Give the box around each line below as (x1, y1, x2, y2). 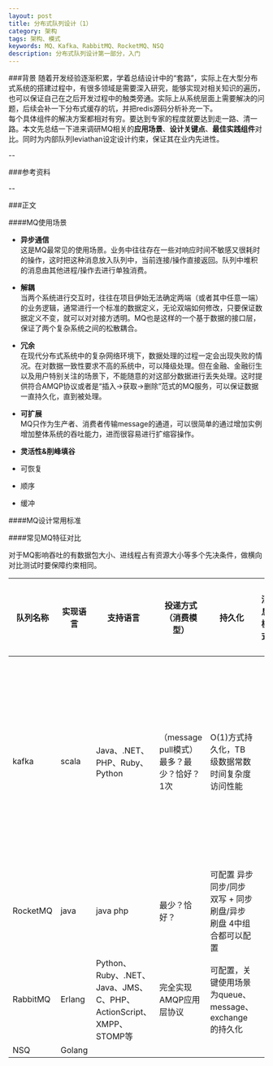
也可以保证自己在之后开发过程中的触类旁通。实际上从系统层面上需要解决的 (8, 94, 258, 103)
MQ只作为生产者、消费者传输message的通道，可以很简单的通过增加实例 (19, 419, 262, 428)
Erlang (60, 994, 85, 1005)
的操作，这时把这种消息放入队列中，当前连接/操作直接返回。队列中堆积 (19, 256, 258, 264)
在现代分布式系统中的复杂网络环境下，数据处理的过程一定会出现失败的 (19, 351, 256, 360)
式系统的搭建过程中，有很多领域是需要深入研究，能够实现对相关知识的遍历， (8, 83, 265, 93)
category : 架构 (8, 27, 58, 35)
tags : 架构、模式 (8, 34, 61, 43)
